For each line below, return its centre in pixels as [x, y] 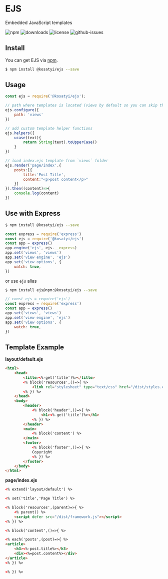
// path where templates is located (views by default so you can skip [81, 106]
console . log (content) [36, 193]
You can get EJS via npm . [32, 60]
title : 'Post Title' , [44, 175]
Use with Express [33, 213]
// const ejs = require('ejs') [38, 299]
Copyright [42, 452]
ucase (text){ [28, 138]
